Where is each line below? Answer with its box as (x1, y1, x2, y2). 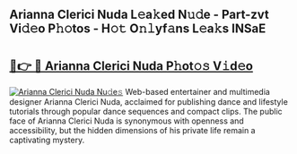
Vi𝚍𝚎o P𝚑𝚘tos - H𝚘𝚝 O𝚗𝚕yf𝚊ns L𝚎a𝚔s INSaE (9, 21, 266, 37)
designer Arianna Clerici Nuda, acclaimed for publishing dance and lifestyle (9, 97, 289, 107)
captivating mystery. (9, 134, 85, 145)
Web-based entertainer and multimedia (125, 87, 271, 97)
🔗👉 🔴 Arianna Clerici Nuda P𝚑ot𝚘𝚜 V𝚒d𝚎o (9, 58, 254, 73)
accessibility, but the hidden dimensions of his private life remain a (9, 125, 256, 135)
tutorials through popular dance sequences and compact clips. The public (9, 107, 283, 116)
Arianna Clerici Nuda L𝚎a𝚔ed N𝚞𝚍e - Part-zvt (9, 7, 269, 22)
